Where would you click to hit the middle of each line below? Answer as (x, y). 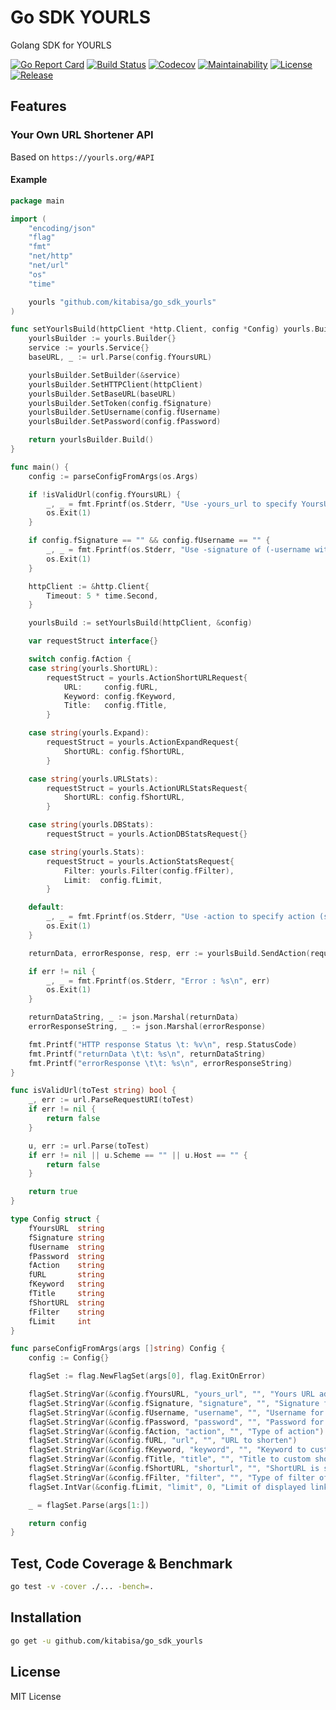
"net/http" (51, 256)
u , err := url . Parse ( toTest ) (89, 1146)
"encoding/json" (62, 228)
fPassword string (66, 1256)
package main (37, 201)
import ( (28, 219)
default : (46, 907)
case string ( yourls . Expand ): (89, 733)
